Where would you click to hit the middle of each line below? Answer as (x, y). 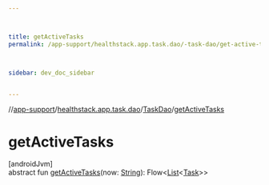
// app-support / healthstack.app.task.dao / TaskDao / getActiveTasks (116, 110)
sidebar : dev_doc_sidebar (51, 73)
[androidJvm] (31, 164)
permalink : (26, 44)
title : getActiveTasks (46, 37)
